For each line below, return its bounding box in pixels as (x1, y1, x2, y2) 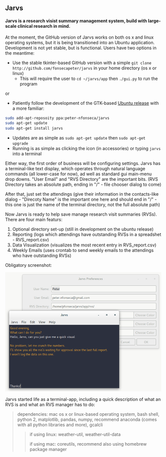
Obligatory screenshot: (5, 262, 52, 268)
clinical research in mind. (17, 23, 71, 29)
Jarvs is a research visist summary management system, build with (5, 17, 147, 24)
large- (148, 17, 161, 24)
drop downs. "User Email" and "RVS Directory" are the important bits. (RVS (5, 176, 159, 182)
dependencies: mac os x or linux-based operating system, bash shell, (17, 411, 160, 417)
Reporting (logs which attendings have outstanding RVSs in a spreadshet (12, 231, 162, 237)
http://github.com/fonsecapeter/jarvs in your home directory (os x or (12, 65, 157, 71)
